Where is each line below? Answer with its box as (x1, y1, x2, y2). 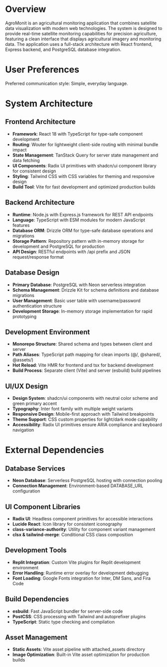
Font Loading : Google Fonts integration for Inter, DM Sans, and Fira (12, 575, 151, 581)
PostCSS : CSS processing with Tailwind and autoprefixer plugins (12, 613, 146, 619)
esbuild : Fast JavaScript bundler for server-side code (12, 608, 123, 614)
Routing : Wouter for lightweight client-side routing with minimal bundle (12, 141, 159, 148)
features (12, 222, 30, 228)
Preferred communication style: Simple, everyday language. (5, 80, 128, 86)
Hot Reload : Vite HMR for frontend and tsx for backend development (12, 362, 154, 368)
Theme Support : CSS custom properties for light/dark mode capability (12, 416, 158, 422)
